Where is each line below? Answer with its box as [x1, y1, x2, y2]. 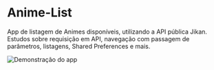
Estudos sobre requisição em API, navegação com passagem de [7, 34, 190, 43]
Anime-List [7, 5, 72, 21]
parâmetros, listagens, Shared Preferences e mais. [7, 42, 151, 50]
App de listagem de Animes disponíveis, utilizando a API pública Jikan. [7, 27, 208, 36]
